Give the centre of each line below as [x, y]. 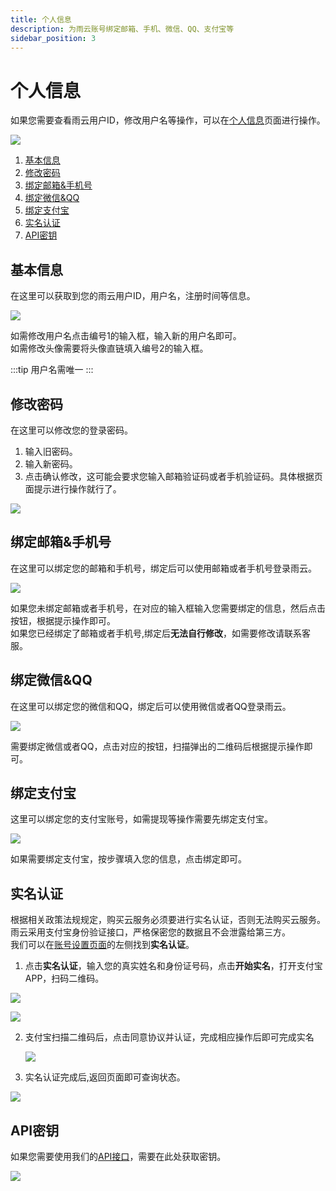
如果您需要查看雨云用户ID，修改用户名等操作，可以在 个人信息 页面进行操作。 [168, 120]
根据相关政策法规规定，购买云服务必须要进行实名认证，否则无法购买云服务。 [168, 920]
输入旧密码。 [51, 451]
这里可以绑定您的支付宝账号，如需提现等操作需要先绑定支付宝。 [141, 819]
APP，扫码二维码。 [64, 978]
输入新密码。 [51, 463]
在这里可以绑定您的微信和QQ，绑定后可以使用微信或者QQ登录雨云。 [151, 706]
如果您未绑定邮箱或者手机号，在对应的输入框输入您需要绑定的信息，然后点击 [168, 608]
